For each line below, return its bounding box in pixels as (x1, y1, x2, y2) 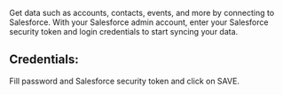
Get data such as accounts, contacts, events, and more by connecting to (9, 8, 275, 18)
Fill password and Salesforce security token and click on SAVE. (9, 75, 240, 86)
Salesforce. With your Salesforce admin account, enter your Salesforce (9, 17, 269, 28)
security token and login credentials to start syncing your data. (9, 27, 239, 36)
